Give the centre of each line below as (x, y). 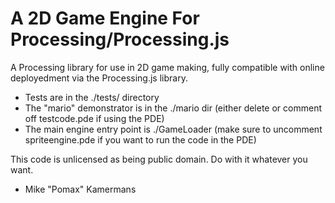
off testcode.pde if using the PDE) (94, 118)
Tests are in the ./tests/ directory (92, 97)
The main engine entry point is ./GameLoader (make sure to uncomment (173, 129)
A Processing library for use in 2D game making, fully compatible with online (167, 67)
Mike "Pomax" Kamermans (80, 189)
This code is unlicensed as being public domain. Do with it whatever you (159, 159)
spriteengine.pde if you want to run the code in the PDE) (140, 139)
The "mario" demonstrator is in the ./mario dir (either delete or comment (173, 108)
